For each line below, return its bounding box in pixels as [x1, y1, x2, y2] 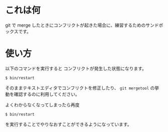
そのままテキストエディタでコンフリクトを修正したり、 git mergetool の [5, 85, 155, 91]
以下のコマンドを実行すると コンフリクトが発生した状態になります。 [5, 65, 147, 71]
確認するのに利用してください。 [14, 91, 80, 97]
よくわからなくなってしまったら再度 [5, 101, 80, 108]
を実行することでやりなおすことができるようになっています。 [5, 121, 132, 127]
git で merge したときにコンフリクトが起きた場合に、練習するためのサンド [5, 22, 159, 28]
